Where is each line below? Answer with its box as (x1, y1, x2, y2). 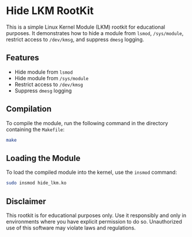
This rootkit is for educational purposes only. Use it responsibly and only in (6, 212, 186, 219)
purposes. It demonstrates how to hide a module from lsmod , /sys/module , (6, 29, 184, 36)
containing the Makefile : (6, 126, 65, 133)
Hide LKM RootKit (6, 4, 94, 18)
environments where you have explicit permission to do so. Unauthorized (6, 218, 183, 225)
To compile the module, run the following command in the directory (6, 119, 169, 126)
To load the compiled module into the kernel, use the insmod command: (6, 169, 177, 176)
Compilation (6, 104, 52, 114)
